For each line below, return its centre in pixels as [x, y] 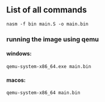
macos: [16, 80]
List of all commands [47, 10]
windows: [19, 53]
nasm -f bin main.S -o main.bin [47, 24]
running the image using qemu [53, 39]
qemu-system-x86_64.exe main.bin [49, 66]
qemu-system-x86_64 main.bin [43, 93]
